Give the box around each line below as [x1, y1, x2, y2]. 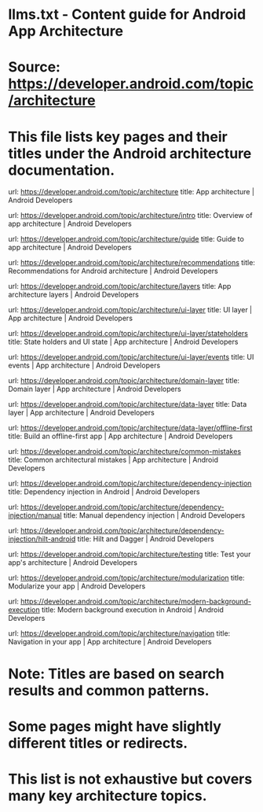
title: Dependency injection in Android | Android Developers [8, 487, 200, 496]
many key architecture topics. [8, 787, 207, 804]
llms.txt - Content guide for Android [8, 6, 247, 24]
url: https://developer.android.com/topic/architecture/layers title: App [8, 282, 232, 291]
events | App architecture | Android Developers [8, 360, 161, 371]
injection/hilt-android [8, 534, 76, 544]
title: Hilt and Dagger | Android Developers [77, 534, 214, 544]
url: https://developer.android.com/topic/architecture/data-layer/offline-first [8, 423, 253, 433]
